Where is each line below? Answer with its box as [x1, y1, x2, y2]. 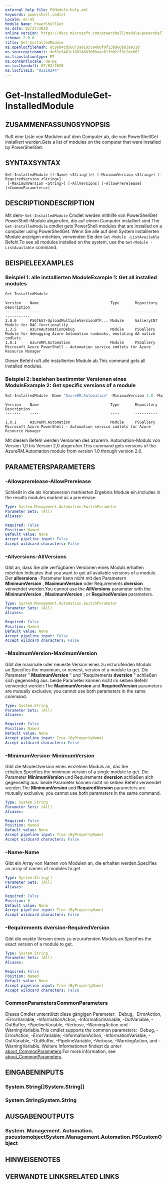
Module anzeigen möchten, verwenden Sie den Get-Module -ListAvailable [5, 233, 160, 240]
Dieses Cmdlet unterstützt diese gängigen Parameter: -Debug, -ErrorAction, [5, 1011, 161, 1017]
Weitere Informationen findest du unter [41, 1043, 121, 1049]
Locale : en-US [5, 17, 35, 22]
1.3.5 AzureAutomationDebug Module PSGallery [5, 327, 155, 332]
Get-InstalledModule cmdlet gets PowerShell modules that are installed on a [5, 223, 162, 229]
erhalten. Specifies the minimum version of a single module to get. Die [5, 769, 149, 775]
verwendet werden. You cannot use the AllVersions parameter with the [5, 586, 151, 592]
